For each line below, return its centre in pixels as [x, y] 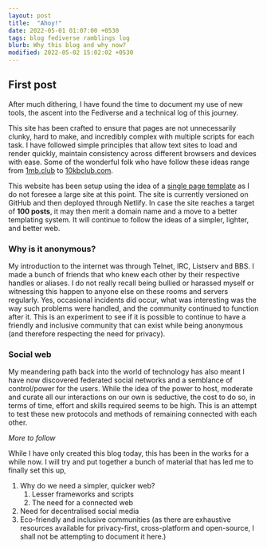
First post [33, 85]
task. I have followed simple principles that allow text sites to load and [123, 145]
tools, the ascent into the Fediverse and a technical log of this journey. [124, 112]
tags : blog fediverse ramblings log [69, 38]
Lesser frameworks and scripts [82, 494]
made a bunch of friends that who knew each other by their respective [124, 275]
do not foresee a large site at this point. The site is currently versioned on [128, 194]
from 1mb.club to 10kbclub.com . [61, 170]
